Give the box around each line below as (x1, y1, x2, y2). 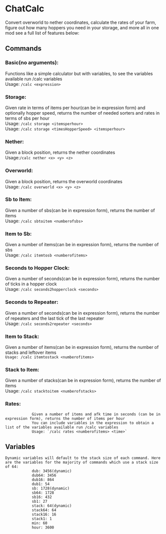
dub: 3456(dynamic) (31, 468, 72, 474)
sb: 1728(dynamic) (31, 486, 70, 491)
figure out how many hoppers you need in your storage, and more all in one (5, 24, 160, 30)
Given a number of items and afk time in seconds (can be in (31, 411, 161, 417)
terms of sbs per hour (5, 115, 50, 121)
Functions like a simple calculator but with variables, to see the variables (5, 70, 153, 76)
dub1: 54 (31, 482, 50, 487)
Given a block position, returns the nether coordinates (5, 149, 115, 155)
